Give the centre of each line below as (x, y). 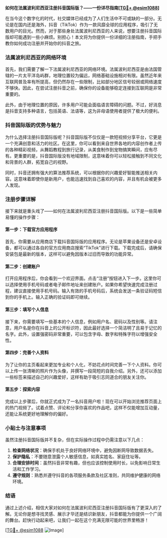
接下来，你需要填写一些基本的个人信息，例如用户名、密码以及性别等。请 (79, 322)
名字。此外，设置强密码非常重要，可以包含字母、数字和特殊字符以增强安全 (81, 334)
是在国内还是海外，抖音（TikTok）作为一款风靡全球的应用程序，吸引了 (82, 25)
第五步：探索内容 (23, 389)
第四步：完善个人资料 (27, 353)
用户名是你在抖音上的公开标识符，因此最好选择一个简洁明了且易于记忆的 (88, 328)
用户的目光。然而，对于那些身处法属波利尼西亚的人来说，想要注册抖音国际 (85, 31)
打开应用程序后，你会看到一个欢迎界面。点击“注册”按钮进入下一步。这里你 (81, 278)
